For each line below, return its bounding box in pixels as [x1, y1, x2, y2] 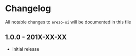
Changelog [5, 3, 51, 14]
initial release [12, 46, 39, 52]
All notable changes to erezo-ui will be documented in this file [5, 19, 132, 25]
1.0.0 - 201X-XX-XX [5, 33, 67, 41]
